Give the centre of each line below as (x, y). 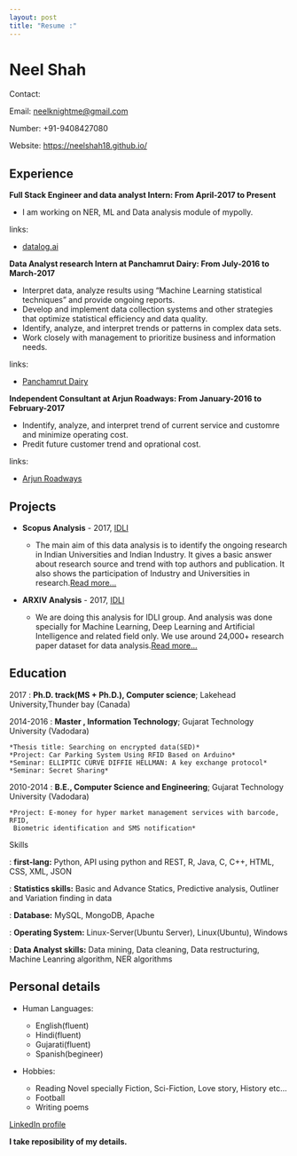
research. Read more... (76, 583)
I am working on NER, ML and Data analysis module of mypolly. (137, 212)
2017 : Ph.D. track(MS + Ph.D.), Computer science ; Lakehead (123, 694)
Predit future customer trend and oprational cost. (111, 444)
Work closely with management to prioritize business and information (149, 337)
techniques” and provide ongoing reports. (98, 300)
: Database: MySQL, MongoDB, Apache (82, 915)
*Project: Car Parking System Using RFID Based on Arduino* (123, 755)
